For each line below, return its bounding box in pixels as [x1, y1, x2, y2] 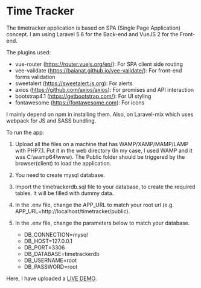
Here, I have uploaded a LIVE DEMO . [6, 275, 97, 282]
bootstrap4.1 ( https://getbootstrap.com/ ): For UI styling [14, 92, 152, 100]
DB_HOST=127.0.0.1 [24, 237, 72, 245]
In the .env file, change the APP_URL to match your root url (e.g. [14, 201, 174, 208]
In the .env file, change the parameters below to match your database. [14, 219, 190, 226]
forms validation [14, 73, 56, 80]
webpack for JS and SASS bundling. [6, 117, 97, 124]
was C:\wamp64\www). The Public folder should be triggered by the [14, 153, 185, 161]
